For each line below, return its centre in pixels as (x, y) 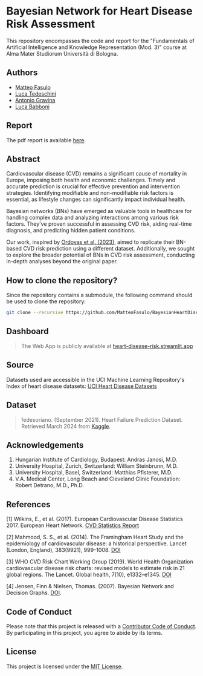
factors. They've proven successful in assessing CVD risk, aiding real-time (99, 224)
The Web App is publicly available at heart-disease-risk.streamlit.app (107, 346)
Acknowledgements (45, 445)
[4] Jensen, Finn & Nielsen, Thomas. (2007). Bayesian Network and (90, 586)
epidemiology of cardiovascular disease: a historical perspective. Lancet (96, 543)
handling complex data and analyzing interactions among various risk (93, 218)
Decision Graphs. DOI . (34, 593)
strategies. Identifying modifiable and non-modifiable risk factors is (90, 193)
